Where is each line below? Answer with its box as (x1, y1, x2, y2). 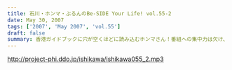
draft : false (7, 29, 46, 37)
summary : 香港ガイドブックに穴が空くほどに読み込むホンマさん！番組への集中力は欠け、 (7, 36, 228, 43)
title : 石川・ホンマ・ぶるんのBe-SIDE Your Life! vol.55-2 (7, 10, 172, 17)
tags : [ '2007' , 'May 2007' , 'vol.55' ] (7, 23, 121, 30)
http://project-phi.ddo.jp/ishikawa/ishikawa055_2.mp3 (7, 55, 164, 63)
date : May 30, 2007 (7, 17, 64, 24)
